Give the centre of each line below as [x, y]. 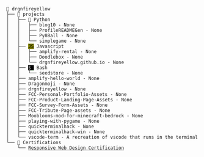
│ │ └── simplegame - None [46, 41]
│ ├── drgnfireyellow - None [46, 89]
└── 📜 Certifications [34, 142]
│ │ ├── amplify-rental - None [52, 51]
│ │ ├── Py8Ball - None [42, 35]
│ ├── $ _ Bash [27, 68]
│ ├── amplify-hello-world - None [53, 78]
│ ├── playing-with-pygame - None [53, 121]
